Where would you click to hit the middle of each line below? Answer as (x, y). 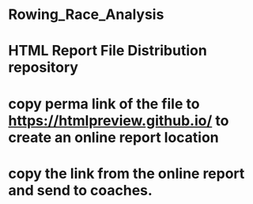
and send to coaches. (80, 190)
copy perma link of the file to (104, 104)
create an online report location (113, 137)
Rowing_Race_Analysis (86, 15)
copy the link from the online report (126, 174)
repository (43, 68)
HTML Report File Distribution (108, 51)
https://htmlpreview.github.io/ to (119, 121)
